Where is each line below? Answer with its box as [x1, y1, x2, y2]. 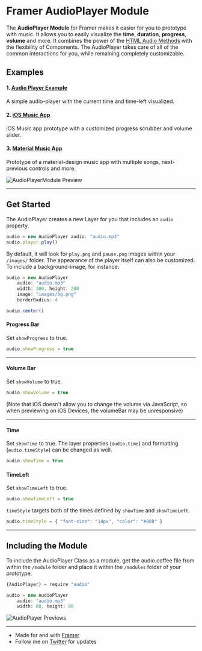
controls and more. [29, 165, 76, 172]
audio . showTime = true [6, 458, 63, 464]
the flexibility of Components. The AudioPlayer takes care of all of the [6, 43, 179, 51]
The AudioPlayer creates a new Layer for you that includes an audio [6, 215, 174, 222]
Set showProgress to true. [6, 334, 68, 341]
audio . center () [6, 307, 44, 314]
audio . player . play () [6, 239, 58, 245]
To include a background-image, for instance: [6, 263, 120, 270]
